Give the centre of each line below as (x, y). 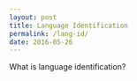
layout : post (33, 17)
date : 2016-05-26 (41, 42)
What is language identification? (68, 67)
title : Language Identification (68, 26)
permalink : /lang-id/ (49, 33)
